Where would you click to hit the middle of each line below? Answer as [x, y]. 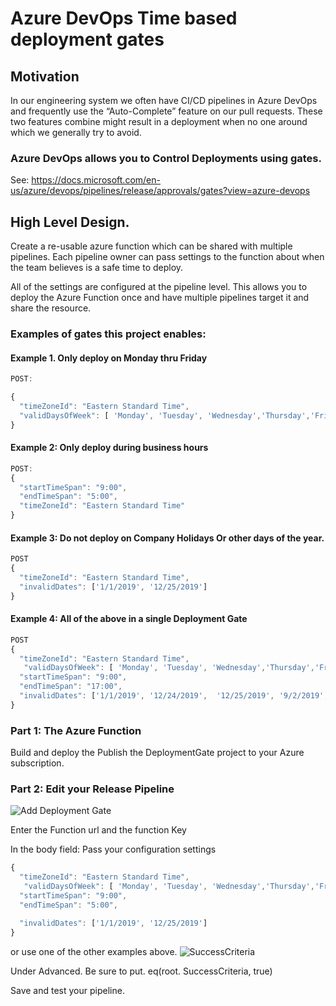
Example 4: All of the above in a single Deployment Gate [129, 619]
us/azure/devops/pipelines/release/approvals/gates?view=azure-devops [160, 191]
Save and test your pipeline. [67, 990]
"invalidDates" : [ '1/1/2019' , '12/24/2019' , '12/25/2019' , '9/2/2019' [172, 696]
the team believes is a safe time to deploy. [97, 268]
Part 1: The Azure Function [76, 730]
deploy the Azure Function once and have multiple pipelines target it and [160, 298]
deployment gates [87, 39]
